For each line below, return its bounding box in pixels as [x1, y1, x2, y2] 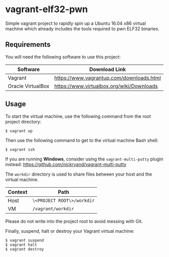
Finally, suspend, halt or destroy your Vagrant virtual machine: [5, 228, 135, 234]
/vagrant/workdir [32, 206, 74, 211]
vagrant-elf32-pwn [5, 4, 88, 15]
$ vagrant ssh [5, 147, 35, 152]
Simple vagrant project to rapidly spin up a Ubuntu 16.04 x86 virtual [5, 20, 146, 26]
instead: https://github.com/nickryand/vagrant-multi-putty [5, 161, 126, 167]
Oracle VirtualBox [8, 82, 50, 90]
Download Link [89, 66, 126, 73]
